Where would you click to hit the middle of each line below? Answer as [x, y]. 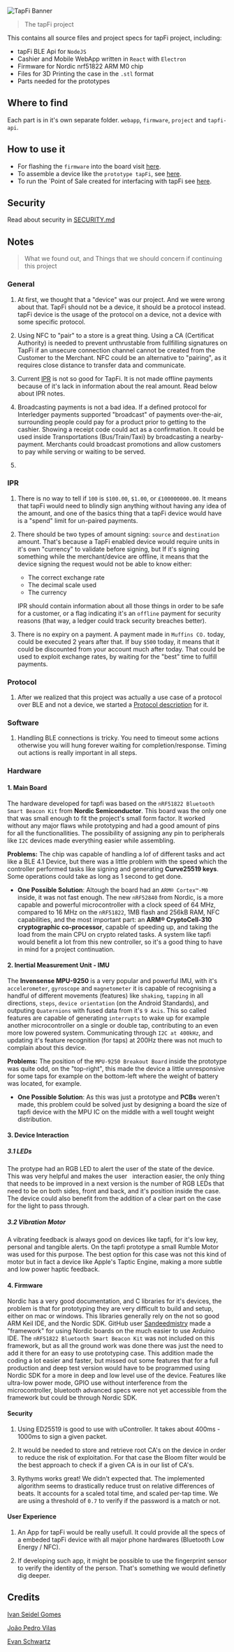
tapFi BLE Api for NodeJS [52, 51]
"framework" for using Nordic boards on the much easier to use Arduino [111, 1330]
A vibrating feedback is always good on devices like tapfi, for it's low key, [113, 1240]
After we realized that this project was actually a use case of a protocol [119, 697]
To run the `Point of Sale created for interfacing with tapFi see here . [114, 181]
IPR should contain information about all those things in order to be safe [120, 605]
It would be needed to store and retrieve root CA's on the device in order [122, 1450]
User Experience [32, 1516]
